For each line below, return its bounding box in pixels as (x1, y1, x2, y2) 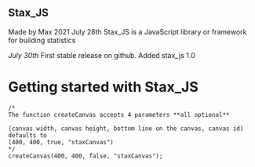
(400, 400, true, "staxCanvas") (8, 138, 114, 146)
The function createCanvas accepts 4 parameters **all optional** (8, 111, 230, 118)
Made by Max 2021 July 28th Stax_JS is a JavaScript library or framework (8, 27, 247, 36)
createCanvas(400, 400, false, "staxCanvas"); (8, 152, 163, 160)
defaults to (8, 131, 47, 140)
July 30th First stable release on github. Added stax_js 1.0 (8, 50, 195, 60)
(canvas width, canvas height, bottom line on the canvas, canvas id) (8, 125, 244, 133)
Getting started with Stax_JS (8, 78, 199, 96)
